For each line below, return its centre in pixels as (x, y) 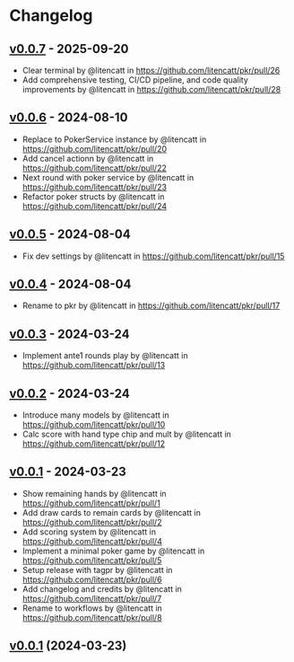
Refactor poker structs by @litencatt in (93, 196)
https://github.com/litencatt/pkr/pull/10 (94, 425)
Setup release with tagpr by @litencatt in (97, 569)
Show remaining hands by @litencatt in (95, 493)
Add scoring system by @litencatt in (89, 532)
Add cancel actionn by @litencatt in (88, 158)
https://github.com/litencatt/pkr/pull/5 (92, 560)
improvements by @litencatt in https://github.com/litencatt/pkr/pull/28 (151, 89)
